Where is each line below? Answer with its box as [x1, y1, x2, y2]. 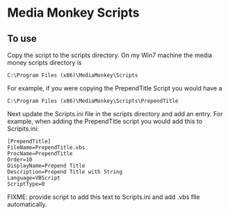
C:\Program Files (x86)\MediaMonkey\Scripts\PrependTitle [7, 97, 179, 104]
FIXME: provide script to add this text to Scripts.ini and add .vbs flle [7, 193, 200, 201]
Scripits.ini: [7, 125, 40, 133]
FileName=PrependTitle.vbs [7, 144, 85, 151]
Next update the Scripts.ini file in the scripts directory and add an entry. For [7, 110, 224, 118]
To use [7, 33, 37, 45]
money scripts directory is [7, 58, 82, 67]
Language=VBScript [7, 175, 60, 182]
